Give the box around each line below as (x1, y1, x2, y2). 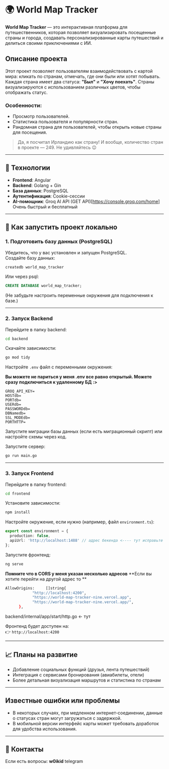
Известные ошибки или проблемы (5, 697, 120, 705)
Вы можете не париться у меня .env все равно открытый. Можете (5, 374, 152, 380)
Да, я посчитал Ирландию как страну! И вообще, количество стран (17, 139, 163, 145)
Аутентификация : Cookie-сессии (12, 193, 86, 199)
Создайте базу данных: (5, 255, 55, 261)
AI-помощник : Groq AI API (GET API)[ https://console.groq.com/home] (12, 198, 160, 204)
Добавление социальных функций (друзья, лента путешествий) (12, 666, 150, 672)
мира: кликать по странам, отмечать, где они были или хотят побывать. (5, 73, 161, 79)
